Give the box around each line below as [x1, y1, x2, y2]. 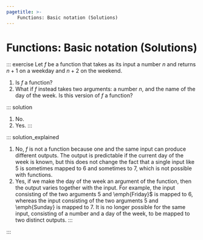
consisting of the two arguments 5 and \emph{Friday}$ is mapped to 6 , [15, 191, 193, 198]
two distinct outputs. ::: [15, 216, 73, 224]
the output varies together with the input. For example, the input [15, 184, 175, 191]
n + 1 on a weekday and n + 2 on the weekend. [6, 67, 123, 75]
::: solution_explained [6, 134, 60, 141]
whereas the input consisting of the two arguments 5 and [15, 197, 159, 204]
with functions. [15, 171, 53, 179]
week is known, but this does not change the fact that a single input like [15, 159, 194, 166]
